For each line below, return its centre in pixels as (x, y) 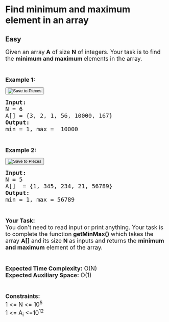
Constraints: (23, 296)
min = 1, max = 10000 (42, 129)
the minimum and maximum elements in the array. (74, 59)
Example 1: (20, 80)
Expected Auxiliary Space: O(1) (49, 275)
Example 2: (21, 150)
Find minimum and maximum (68, 9)
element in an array (47, 20)
